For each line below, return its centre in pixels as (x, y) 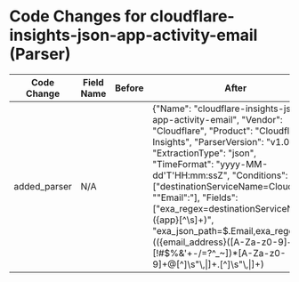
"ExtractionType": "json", (204, 153)
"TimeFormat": (183, 164)
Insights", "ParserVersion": (208, 141)
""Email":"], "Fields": (195, 197)
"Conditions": (260, 175)
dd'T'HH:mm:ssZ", (191, 175)
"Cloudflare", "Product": (203, 131)
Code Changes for (78, 16)
